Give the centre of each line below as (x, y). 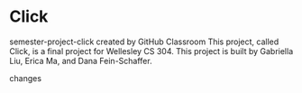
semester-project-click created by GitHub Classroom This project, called (144, 42)
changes (26, 78)
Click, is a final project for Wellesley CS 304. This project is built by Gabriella (151, 51)
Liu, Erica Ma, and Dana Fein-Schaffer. (81, 60)
